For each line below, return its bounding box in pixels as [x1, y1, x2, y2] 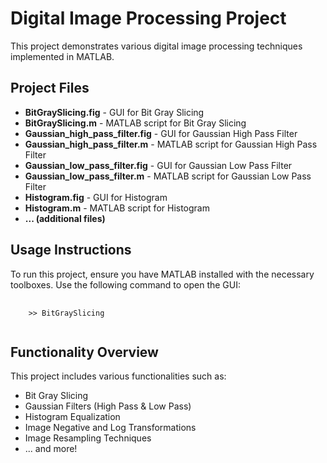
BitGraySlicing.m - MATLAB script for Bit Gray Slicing [24, 117, 247, 129]
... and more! [24, 443, 78, 455]
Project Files [10, 80, 90, 97]
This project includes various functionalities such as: [10, 370, 227, 382]
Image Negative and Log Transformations [24, 422, 197, 434]
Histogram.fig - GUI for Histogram [24, 191, 168, 203]
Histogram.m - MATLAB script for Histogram [24, 202, 210, 214]
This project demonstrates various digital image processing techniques [10, 40, 303, 52]
